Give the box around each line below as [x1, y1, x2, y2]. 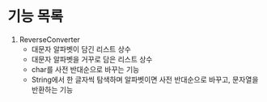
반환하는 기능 [31, 84, 74, 94]
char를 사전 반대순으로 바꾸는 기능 [31, 64, 140, 74]
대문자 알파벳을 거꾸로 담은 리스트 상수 [31, 54, 153, 64]
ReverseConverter [19, 34, 80, 45]
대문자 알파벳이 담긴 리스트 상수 [31, 44, 131, 53]
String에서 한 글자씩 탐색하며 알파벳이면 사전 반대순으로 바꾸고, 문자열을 [31, 74, 259, 84]
